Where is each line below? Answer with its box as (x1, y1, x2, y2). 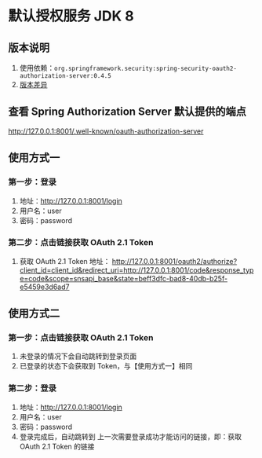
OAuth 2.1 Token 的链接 (19, 442, 95, 451)
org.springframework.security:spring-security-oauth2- (53, 64, 238, 72)
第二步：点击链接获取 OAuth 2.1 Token (8, 237, 154, 248)
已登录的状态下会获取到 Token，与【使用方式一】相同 (19, 361, 193, 371)
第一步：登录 (8, 177, 57, 188)
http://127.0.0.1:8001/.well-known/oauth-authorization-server (8, 126, 204, 136)
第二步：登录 (8, 383, 57, 394)
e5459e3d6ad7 (19, 282, 70, 291)
